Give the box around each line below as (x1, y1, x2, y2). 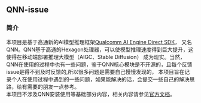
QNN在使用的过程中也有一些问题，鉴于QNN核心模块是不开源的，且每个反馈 (6, 61, 193, 68)
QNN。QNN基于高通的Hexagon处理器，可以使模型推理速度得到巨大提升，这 (6, 46, 194, 53)
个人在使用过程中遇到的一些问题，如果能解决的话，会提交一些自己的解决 (11, 76, 190, 83)
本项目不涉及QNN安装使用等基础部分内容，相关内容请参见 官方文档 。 (6, 90, 175, 98)
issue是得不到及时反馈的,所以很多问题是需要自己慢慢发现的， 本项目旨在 (6, 68, 185, 75)
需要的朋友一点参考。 (26, 83, 80, 90)
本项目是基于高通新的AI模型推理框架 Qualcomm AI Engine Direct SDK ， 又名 (6, 38, 193, 45)
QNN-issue (6, 5, 49, 15)
